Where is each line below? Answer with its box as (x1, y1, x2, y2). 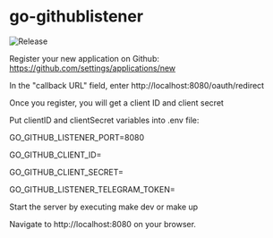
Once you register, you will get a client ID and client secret (9, 97, 224, 108)
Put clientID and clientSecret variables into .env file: (9, 115, 200, 125)
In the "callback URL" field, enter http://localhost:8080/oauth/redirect (9, 80, 265, 90)
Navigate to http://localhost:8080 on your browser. (9, 218, 197, 229)
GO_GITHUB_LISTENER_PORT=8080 (9, 132, 145, 142)
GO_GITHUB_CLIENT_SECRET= (9, 166, 124, 177)
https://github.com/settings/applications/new (9, 63, 176, 73)
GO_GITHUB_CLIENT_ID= (9, 149, 102, 160)
